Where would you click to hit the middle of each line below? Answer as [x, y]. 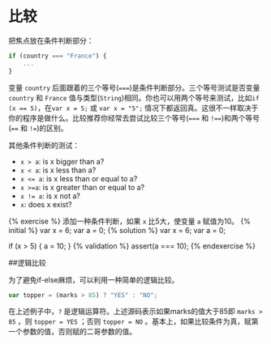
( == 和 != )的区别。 [38, 128]
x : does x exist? [46, 204]
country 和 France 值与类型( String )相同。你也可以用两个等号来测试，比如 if [134, 97]
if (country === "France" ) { [58, 56]
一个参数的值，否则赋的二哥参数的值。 [72, 332]
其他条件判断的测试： [44, 145]
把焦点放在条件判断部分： [51, 40]
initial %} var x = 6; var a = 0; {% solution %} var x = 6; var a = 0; [117, 230]
